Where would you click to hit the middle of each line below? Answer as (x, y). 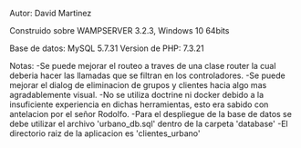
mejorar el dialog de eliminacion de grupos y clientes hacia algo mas (138, 85)
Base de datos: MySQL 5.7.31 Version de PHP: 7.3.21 (107, 48)
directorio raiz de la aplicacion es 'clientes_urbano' (105, 133)
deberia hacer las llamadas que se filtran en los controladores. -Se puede (147, 75)
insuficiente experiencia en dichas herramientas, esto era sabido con (139, 104)
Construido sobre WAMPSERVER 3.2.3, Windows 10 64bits (119, 30)
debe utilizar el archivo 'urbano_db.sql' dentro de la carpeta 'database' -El (149, 123)
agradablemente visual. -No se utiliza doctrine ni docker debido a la (137, 95)
